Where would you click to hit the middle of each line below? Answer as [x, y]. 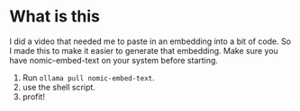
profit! [33, 97]
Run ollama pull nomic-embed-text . [88, 77]
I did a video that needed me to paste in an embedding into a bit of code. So [150, 41]
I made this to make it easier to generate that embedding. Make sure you [144, 50]
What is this [55, 17]
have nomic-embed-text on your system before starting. [114, 60]
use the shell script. [59, 87]
